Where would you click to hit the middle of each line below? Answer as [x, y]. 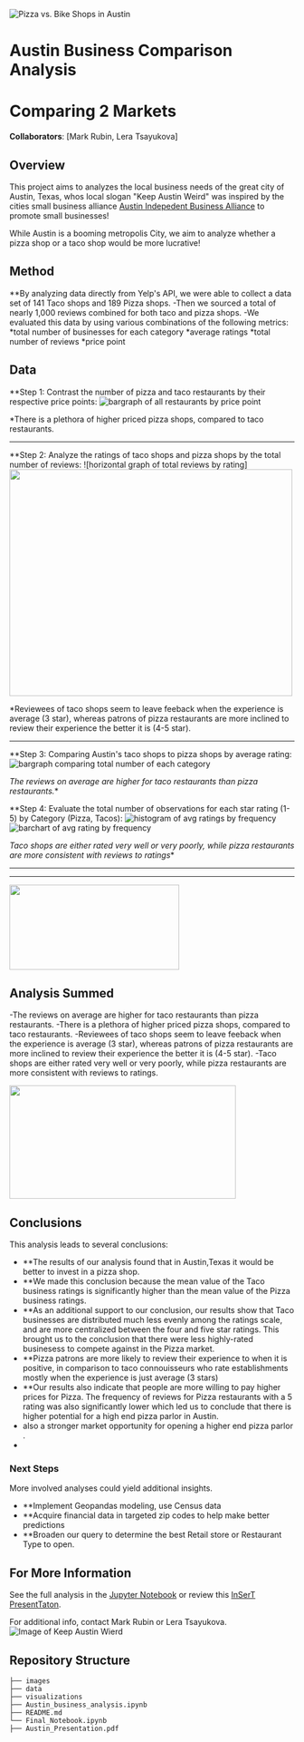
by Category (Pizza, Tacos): [71, 818]
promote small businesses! [59, 215]
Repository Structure [70, 1660]
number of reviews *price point [67, 341]
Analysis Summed [62, 993]
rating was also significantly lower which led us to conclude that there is [157, 1406]
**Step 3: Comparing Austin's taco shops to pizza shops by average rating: [151, 754]
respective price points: [53, 401]
